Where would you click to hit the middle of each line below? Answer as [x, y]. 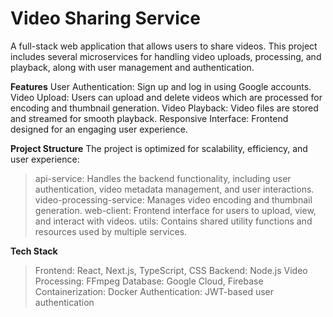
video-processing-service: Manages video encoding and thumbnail [173, 199]
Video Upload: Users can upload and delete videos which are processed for [166, 97]
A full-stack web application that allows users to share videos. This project [164, 46]
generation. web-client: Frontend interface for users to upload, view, [175, 210]
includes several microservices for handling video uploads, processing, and [166, 56]
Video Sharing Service [105, 18]
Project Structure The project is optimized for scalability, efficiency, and [159, 148]
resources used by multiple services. [111, 231]
